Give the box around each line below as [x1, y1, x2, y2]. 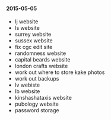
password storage [14, 107, 59, 114]
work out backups [14, 75, 59, 82]
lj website [14, 18, 39, 25]
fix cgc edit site [14, 44, 53, 51]
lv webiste [14, 81, 40, 89]
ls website [14, 24, 40, 32]
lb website [14, 88, 40, 95]
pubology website [14, 100, 59, 107]
